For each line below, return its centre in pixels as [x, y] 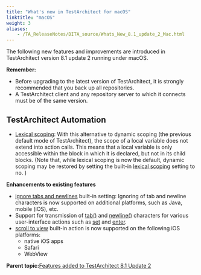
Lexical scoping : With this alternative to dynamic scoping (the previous [103, 134]
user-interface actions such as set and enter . [71, 222]
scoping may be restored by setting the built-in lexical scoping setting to [105, 166]
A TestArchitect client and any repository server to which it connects [100, 94]
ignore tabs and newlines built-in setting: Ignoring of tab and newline [101, 196]
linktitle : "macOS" [31, 18]
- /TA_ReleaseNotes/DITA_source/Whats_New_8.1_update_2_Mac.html [101, 34]
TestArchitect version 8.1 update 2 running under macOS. [77, 58]
